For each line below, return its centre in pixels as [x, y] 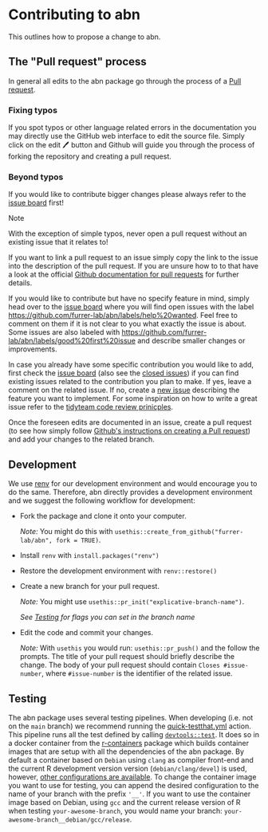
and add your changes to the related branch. [82, 439]
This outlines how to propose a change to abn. [85, 37]
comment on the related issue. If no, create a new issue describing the [124, 390]
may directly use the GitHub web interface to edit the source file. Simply [126, 136]
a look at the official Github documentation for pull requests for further [124, 275]
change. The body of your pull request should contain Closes [120, 665]
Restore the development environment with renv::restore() [118, 571]
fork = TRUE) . [78, 540]
